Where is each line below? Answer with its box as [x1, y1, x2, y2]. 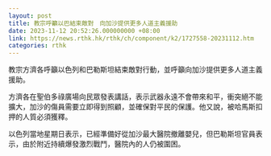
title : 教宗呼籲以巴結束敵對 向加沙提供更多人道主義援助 [8, 19, 178, 27]
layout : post [8, 11, 52, 20]
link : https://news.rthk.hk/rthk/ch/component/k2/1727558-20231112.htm [8, 34, 254, 43]
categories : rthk [8, 42, 67, 50]
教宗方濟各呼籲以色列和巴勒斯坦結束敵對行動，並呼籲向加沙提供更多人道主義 [8, 65, 263, 75]
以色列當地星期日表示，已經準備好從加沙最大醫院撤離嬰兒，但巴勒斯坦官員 [8, 129, 256, 139]
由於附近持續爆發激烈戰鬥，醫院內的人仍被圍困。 [22, 139, 186, 149]
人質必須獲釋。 [22, 112, 73, 121]
